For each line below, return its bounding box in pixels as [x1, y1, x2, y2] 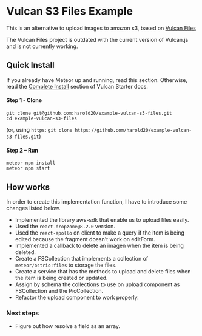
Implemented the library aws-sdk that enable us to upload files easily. [15, 216, 189, 223]
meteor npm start [6, 165, 50, 171]
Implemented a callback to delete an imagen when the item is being [15, 242, 184, 249]
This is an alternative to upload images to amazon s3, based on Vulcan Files [6, 24, 196, 32]
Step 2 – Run [6, 146, 38, 154]
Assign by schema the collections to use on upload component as [15, 281, 180, 288]
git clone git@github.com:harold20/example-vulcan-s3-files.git [6, 110, 172, 116]
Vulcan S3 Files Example [6, 4, 133, 18]
